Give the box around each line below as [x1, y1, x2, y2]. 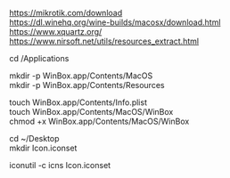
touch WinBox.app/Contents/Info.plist [9, 97, 147, 108]
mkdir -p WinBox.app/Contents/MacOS [9, 70, 153, 81]
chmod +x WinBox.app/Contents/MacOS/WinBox [9, 116, 190, 126]
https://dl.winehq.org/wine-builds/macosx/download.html [9, 17, 221, 28]
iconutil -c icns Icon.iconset [9, 160, 111, 170]
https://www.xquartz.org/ [9, 27, 103, 36]
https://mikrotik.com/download [9, 8, 123, 18]
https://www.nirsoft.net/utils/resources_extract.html [9, 36, 199, 46]
